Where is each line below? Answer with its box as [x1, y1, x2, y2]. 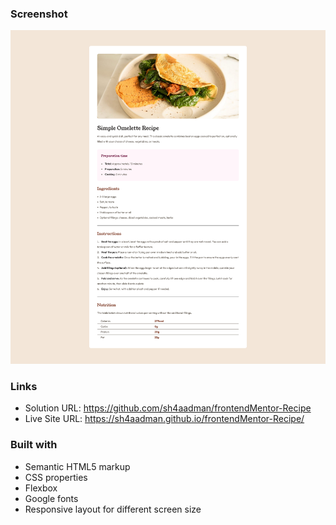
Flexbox [24, 482, 58, 494]
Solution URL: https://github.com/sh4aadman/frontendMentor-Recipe [24, 402, 312, 414]
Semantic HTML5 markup [24, 460, 131, 472]
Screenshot [10, 7, 68, 21]
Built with [10, 438, 58, 452]
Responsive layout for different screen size [24, 503, 202, 515]
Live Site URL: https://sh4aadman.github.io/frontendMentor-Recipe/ [24, 413, 305, 425]
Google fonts [24, 492, 79, 504]
